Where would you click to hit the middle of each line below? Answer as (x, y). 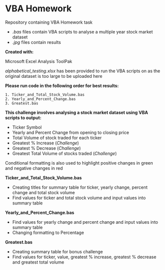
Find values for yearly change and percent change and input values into (85, 222)
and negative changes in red (34, 168)
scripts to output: (23, 118)
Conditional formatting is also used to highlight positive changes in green (79, 163)
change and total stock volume (44, 192)
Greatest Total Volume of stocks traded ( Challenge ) (65, 153)
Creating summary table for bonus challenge (58, 251)
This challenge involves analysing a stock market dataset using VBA (77, 112)
